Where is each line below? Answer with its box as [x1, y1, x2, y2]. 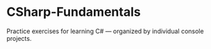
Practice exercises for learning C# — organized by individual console [6, 27, 204, 35]
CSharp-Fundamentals [6, 4, 141, 20]
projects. [6, 34, 32, 42]
